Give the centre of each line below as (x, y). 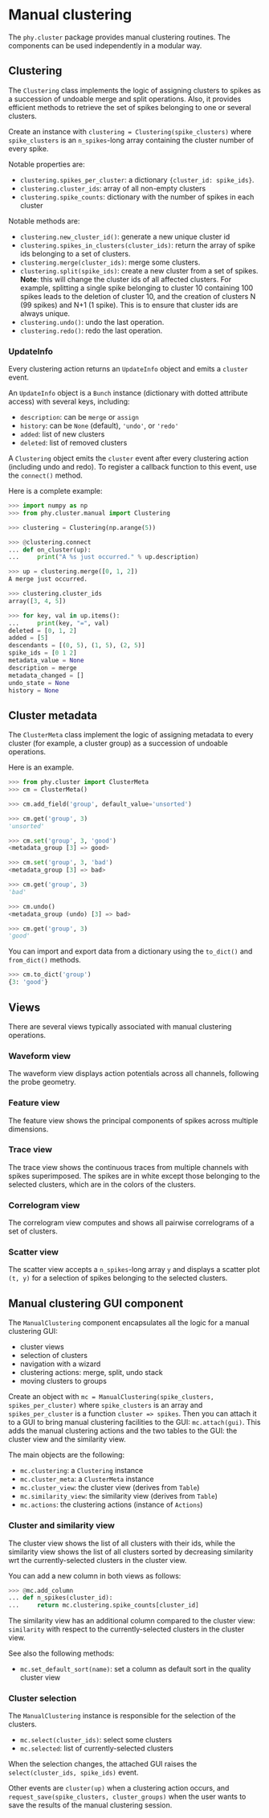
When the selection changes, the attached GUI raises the (103, 1764)
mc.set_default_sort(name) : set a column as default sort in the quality (135, 1669)
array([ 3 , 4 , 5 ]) (37, 601)
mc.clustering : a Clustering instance (82, 1471)
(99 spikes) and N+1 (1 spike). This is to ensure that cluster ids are (129, 305)
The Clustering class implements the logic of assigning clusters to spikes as (134, 90)
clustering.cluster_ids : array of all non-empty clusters (113, 188)
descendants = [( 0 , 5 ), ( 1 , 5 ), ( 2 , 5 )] (77, 646)
